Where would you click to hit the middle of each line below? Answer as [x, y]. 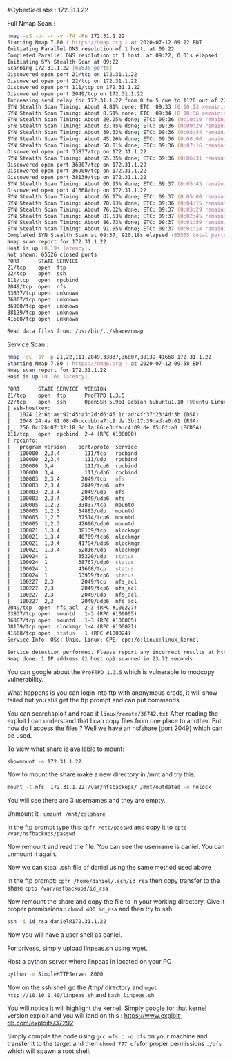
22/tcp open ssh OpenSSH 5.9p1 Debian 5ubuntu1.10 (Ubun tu [108, 402]
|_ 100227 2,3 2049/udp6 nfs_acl [72, 601]
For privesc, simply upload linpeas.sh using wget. [78, 948]
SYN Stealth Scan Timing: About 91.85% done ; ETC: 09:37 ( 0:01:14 [105, 229]
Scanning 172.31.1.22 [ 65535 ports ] [60, 68]
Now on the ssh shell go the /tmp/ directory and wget [82, 987]
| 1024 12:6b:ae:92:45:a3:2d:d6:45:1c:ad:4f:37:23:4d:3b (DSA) [103, 415]
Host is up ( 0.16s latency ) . [49, 376]
